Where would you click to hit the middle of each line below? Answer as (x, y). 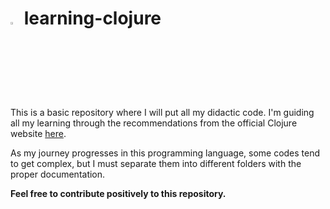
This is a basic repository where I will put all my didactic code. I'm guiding (162, 112)
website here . (38, 133)
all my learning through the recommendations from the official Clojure (154, 123)
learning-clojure (92, 18)
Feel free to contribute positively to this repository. (118, 193)
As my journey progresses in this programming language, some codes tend (165, 153)
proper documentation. (58, 174)
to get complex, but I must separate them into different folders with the (156, 163)
